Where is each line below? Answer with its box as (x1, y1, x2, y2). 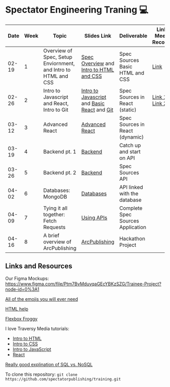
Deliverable (119, 32, 148, 39)
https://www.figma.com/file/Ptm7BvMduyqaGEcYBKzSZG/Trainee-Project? (5, 280, 162, 287)
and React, (43, 100, 69, 107)
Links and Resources (5, 262, 72, 271)
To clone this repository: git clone (5, 371, 77, 377)
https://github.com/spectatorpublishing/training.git (5, 376, 121, 381)
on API (119, 154, 135, 162)
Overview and (81, 59, 115, 67)
